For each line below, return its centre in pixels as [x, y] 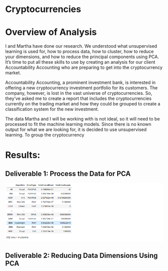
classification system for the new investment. [52, 109]
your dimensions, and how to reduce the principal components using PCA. [82, 57]
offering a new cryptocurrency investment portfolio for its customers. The [81, 88]
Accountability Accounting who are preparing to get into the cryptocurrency [84, 67]
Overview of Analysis [51, 32]
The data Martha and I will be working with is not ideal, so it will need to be [82, 119]
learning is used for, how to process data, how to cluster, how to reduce [79, 52]
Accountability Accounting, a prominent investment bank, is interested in [80, 83]
